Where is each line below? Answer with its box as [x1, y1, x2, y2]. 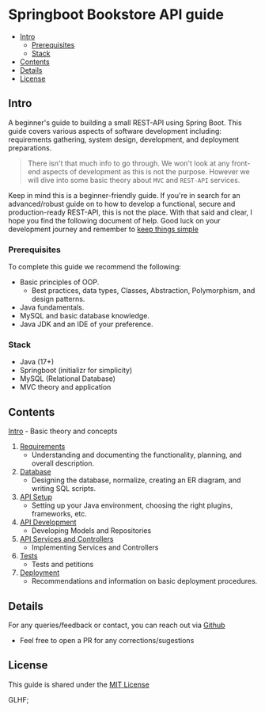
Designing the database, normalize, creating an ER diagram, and [31, 475, 241, 485]
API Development [19, 517, 77, 527]
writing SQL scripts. [31, 484, 97, 493]
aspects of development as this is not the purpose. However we [42, 166, 251, 176]
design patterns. [31, 295, 85, 304]
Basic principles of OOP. [19, 277, 100, 287]
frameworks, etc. [31, 509, 87, 519]
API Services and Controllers [19, 535, 114, 544]
